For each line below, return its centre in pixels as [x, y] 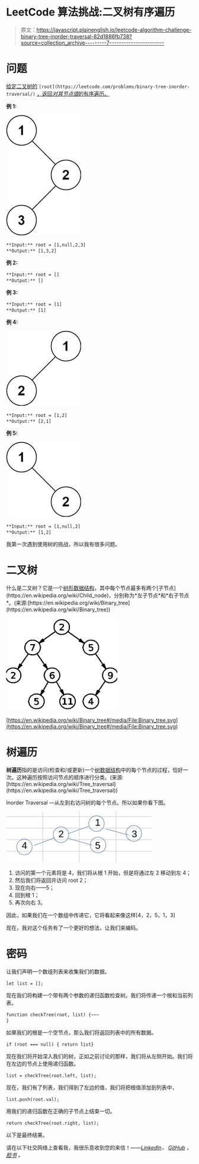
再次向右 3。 [30, 902]
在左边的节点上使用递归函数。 [42, 1064]
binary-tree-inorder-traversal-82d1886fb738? [76, 36]
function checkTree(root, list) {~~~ [53, 1015]
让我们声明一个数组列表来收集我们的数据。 [58, 971]
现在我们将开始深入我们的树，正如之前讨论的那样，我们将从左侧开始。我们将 [99, 1056]
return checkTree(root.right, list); [53, 1123]
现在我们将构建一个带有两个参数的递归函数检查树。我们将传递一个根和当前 [97, 995]
